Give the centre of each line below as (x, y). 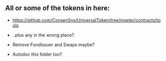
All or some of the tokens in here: (58, 8)
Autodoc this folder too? (37, 54)
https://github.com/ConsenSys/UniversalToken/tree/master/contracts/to (86, 20)
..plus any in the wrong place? (43, 35)
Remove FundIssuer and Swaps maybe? (53, 45)
